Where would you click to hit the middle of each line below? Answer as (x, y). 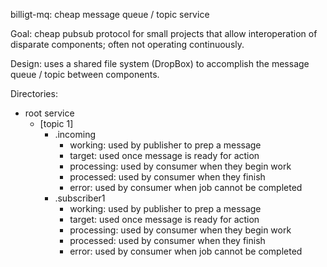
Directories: (34, 93)
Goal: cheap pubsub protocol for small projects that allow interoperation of (164, 33)
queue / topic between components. (85, 74)
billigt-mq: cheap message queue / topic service (110, 14)
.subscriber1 (80, 198)
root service (49, 113)
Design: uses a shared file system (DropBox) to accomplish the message (160, 63)
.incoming (75, 134)
